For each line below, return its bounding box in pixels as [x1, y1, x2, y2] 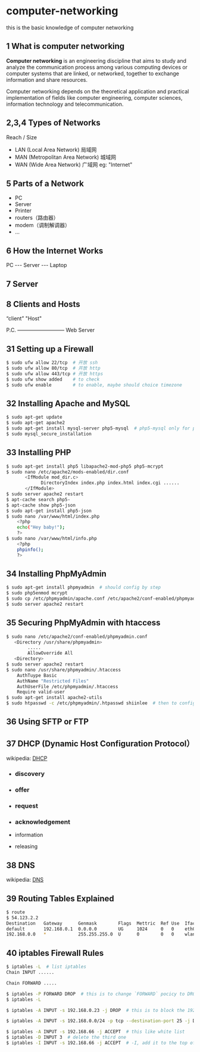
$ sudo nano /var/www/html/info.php [6, 536, 97, 542]
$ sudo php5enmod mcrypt [6, 590, 68, 596]
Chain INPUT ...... [6, 970, 55, 976]
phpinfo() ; [17, 547, 44, 553]
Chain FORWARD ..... [6, 980, 58, 986]
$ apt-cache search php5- [6, 496, 70, 502]
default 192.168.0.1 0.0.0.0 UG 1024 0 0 [6, 926, 174, 932]
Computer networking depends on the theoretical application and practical [6, 88, 189, 95]
